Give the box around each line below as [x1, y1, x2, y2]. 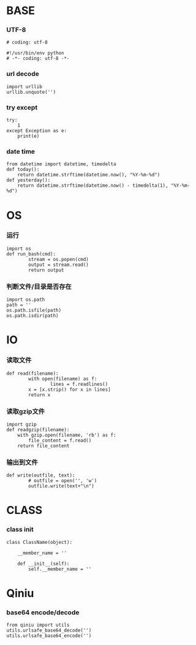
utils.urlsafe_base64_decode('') [6, 627, 92, 634]
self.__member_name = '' [28, 566, 92, 572]
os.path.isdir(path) [6, 313, 59, 319]
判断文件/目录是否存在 [6, 282, 72, 291]
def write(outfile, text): [6, 472, 75, 478]
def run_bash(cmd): [6, 251, 56, 257]
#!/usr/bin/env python [6, 50, 64, 56]
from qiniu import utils [6, 622, 70, 628]
